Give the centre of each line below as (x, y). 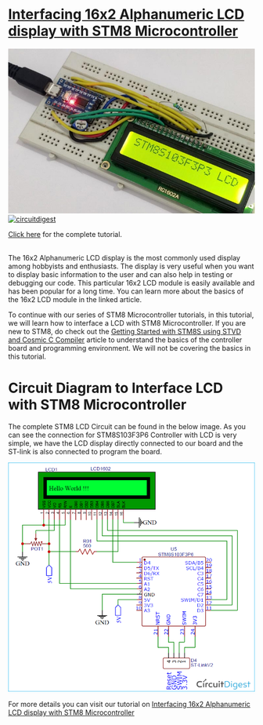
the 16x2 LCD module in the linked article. (75, 299)
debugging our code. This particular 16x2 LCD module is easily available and (131, 282)
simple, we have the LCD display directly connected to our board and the (126, 443)
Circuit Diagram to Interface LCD (115, 388)
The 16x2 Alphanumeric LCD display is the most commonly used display (124, 257)
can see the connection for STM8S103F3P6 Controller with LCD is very (122, 435)
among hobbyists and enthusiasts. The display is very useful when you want (131, 266)
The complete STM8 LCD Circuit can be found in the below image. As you (127, 426)
